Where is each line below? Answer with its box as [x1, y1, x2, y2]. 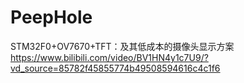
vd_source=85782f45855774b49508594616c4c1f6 [10, 62, 221, 74]
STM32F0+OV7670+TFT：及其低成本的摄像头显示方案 [10, 40, 235, 52]
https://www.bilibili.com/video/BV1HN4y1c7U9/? [10, 51, 209, 63]
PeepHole [10, 6, 93, 29]
